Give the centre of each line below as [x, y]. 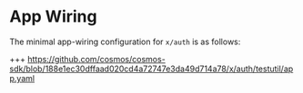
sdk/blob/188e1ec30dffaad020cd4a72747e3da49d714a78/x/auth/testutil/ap [151, 69]
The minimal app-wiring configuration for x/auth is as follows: [125, 42]
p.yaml [22, 78]
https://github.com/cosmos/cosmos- [96, 59]
